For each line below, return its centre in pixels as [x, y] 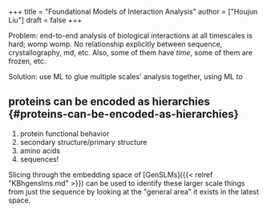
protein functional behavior [65, 133]
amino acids [40, 151]
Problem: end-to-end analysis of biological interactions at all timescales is [130, 36]
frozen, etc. [27, 61]
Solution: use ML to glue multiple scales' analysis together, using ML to [125, 76]
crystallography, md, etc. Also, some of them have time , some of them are [130, 52]
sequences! [39, 159]
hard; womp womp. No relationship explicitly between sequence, [115, 44]
